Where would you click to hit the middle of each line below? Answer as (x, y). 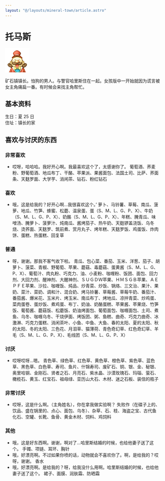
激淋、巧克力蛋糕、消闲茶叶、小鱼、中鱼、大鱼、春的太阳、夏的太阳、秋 (85, 322)
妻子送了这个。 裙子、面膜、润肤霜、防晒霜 (56, 473)
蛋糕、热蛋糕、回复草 (42, 235)
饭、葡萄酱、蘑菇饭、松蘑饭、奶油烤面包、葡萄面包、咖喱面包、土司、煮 (85, 310)
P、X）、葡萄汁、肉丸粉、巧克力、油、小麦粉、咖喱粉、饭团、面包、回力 (85, 273)
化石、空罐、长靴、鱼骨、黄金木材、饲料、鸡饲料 (62, 417)
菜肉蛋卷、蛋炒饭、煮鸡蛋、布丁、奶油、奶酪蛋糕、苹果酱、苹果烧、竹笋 (85, 304)
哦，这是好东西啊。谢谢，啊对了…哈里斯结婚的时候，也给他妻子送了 (81, 443)
